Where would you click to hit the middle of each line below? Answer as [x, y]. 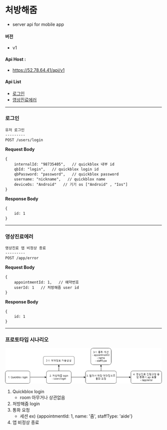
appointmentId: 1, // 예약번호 [47, 283]
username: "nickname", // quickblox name [60, 179]
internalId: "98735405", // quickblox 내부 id [64, 164]
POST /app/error [22, 258]
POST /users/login [24, 140]
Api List [13, 81]
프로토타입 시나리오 [27, 340]
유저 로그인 [15, 130]
